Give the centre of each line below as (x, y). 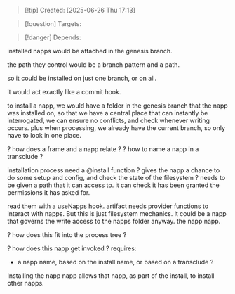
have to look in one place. (45, 135)
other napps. (26, 283)
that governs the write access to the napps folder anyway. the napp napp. (114, 221)
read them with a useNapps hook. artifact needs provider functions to (108, 206)
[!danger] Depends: (53, 37)
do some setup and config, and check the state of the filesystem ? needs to (116, 178)
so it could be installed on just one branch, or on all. (82, 78)
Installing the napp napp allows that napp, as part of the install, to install (111, 276)
